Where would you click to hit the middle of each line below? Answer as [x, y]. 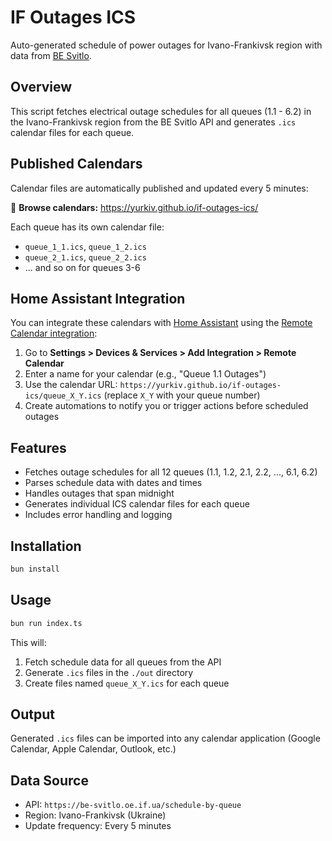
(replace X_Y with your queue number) [182, 395]
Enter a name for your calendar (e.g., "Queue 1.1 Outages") [145, 374]
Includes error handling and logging [98, 515]
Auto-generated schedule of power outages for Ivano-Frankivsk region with [166, 45]
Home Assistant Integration [98, 298]
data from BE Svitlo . [51, 55]
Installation [46, 546]
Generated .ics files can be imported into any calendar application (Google [165, 738]
